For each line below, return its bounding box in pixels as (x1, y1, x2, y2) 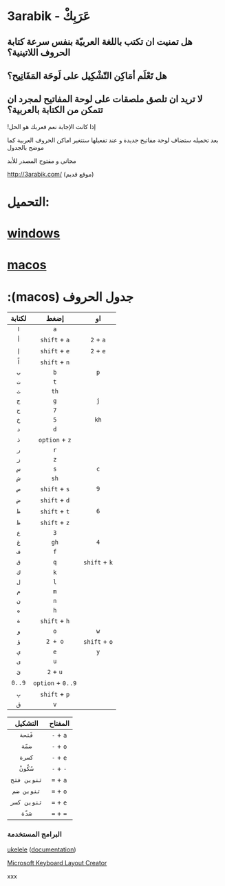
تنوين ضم (12, 787, 41, 795)
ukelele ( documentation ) (7, 845, 77, 854)
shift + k (83, 558, 114, 567)
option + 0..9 (33, 678, 77, 688)
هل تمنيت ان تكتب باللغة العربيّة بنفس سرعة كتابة (7, 36, 193, 48)
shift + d (40, 495, 70, 505)
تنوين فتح (10, 776, 43, 784)
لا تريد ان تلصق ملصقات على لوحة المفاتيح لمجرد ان (7, 93, 203, 105)
